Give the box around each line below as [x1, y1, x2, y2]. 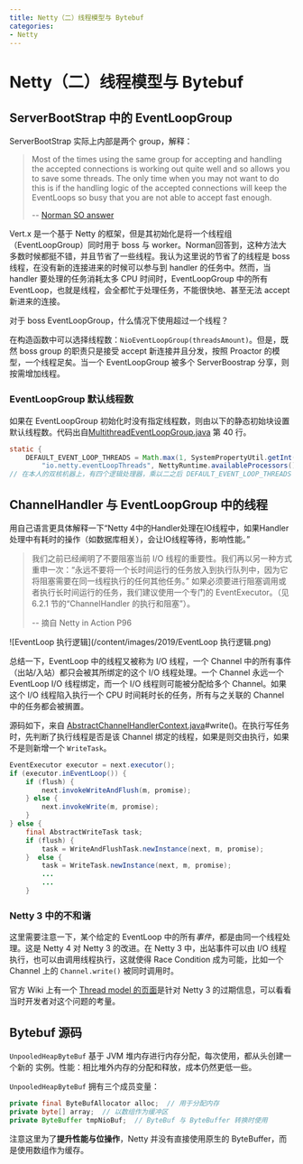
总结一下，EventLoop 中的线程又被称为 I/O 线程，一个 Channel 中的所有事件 [9, 655, 291, 666]
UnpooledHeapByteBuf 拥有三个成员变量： [9, 1081, 160, 1092]
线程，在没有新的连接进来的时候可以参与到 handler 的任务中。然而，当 [9, 263, 271, 273]
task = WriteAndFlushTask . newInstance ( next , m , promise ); [41, 845, 264, 854]
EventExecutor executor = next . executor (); [9, 760, 176, 770]
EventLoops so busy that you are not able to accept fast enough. [31, 192, 272, 203]
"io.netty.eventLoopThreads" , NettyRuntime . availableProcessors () [41, 461, 297, 470]
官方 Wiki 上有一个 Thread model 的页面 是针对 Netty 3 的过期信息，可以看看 [9, 984, 292, 995]
